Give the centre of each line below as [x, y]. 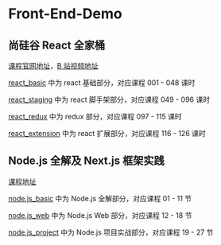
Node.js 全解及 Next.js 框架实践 [86, 161]
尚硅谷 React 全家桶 [57, 45]
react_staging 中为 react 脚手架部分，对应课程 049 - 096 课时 [109, 99]
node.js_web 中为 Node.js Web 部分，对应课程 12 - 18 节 [100, 215]
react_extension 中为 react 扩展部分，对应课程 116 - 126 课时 [107, 133]
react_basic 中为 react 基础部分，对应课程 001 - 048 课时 [102, 83]
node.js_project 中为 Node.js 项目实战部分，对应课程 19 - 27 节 [111, 232]
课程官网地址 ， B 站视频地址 [54, 66]
